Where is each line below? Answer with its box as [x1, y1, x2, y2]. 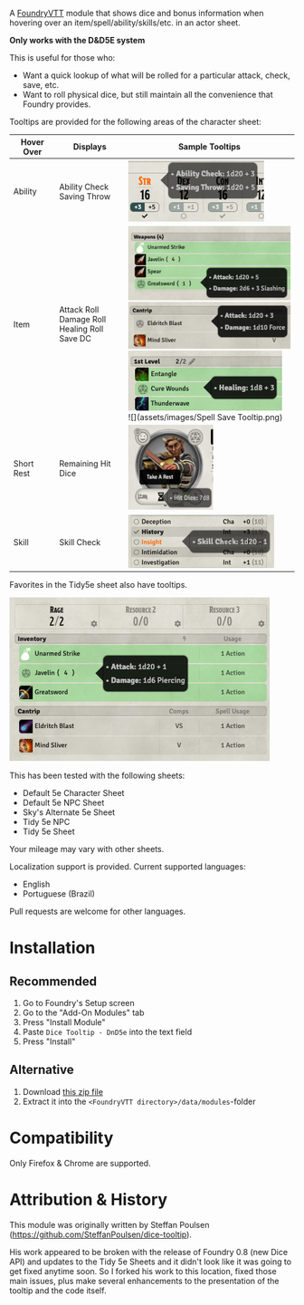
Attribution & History [9, 1189, 168, 1210]
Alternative [9, 1062, 74, 1078]
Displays [72, 141, 107, 152]
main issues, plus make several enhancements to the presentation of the [9, 1275, 280, 1286]
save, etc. [22, 80, 60, 90]
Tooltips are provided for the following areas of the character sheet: [9, 117, 262, 127]
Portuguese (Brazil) [22, 888, 95, 899]
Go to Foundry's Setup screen [22, 998, 135, 1009]
